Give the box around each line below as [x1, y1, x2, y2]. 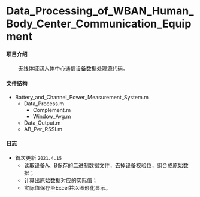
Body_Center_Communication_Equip [6, 17, 192, 31]
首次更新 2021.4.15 [14, 154, 62, 161]
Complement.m [32, 106, 71, 113]
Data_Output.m [23, 119, 61, 126]
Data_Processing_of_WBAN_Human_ [6, 4, 194, 18]
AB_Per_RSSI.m [23, 125, 63, 132]
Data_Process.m [23, 100, 65, 107]
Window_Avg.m [32, 113, 71, 120]
